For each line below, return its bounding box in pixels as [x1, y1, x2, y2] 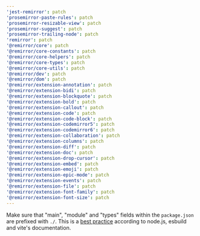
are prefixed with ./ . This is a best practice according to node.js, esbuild [6, 217, 187, 225]
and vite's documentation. [6, 224, 71, 231]
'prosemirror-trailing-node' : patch [6, 31, 98, 38]
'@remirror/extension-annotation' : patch [6, 82, 112, 88]
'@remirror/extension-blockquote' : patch [6, 93, 112, 99]
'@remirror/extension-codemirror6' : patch [6, 127, 115, 133]
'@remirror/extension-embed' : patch [6, 161, 98, 167]
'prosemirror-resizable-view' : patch [6, 20, 102, 26]
